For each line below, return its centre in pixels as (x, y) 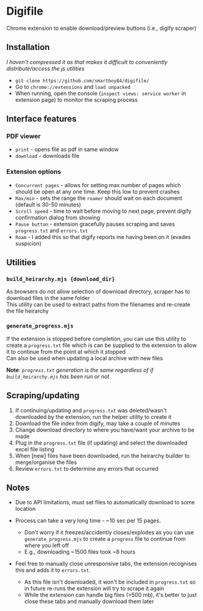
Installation (28, 47)
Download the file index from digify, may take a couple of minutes (98, 423)
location (25, 509)
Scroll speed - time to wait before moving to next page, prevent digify (103, 211)
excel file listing (35, 449)
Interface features (41, 119)
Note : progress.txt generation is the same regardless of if (80, 370)
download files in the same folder (48, 298)
